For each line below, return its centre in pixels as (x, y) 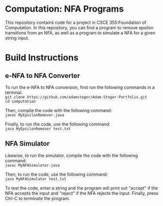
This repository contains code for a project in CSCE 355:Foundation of (76, 22)
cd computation (20, 101)
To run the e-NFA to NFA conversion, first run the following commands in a (80, 87)
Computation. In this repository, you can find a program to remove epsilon (79, 27)
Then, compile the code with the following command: (59, 110)
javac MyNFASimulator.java (32, 165)
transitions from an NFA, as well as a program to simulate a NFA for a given (80, 33)
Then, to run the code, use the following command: (57, 174)
